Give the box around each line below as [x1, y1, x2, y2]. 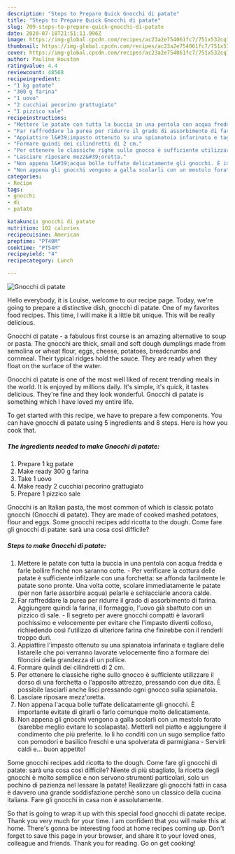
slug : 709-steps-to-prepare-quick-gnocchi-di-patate [7, 23, 164, 30]
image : [7, 36, 27, 43]
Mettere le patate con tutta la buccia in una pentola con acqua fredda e [17, 559, 222, 567]
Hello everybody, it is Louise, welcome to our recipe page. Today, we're [7, 296, 213, 304]
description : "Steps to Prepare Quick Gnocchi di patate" [7, 10, 180, 17]
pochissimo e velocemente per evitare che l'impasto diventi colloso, [17, 618, 213, 626]
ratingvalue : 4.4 [7, 62, 58, 69]
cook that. [7, 426, 36, 434]
